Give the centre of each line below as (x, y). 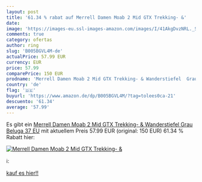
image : (14, 29)
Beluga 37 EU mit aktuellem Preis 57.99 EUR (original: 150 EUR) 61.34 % (95, 131)
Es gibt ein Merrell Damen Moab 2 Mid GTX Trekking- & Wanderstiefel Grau (99, 124)
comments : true (25, 34)
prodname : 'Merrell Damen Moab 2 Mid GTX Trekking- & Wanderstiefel (94, 79)
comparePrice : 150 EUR (35, 74)
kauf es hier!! (23, 173)
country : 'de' (24, 85)
